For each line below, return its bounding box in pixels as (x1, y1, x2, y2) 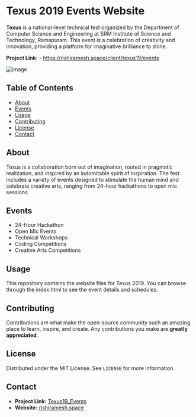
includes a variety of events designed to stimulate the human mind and (6, 176, 179, 183)
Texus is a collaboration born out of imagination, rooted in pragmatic (6, 163, 173, 170)
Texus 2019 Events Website (6, 4, 145, 18)
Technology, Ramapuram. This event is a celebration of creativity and (6, 36, 176, 43)
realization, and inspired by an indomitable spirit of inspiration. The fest (6, 169, 179, 176)
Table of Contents (6, 83, 74, 93)
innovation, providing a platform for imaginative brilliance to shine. (6, 43, 168, 50)
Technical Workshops (14, 234, 68, 241)
